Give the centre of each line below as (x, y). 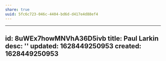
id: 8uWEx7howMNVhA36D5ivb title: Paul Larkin (82, 38)
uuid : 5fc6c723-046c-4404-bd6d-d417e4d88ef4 (52, 14)
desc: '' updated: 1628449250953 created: (73, 46)
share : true (17, 10)
